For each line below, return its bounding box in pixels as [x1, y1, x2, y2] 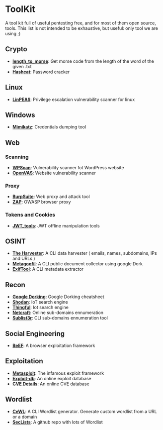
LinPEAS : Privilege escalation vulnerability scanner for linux [12, 96, 135, 103]
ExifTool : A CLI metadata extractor [12, 266, 83, 272]
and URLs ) [12, 255, 36, 262]
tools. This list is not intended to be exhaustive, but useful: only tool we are [5, 25, 158, 31]
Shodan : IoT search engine [12, 299, 68, 305]
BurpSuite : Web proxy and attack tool [12, 194, 90, 200]
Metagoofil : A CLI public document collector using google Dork [12, 261, 143, 267]
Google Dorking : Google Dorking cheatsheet [12, 294, 104, 300]
